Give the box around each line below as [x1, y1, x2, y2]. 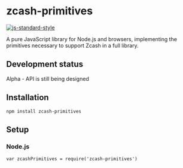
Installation [6, 93, 49, 103]
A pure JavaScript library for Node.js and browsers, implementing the [6, 35, 178, 42]
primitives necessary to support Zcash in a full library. [6, 42, 139, 49]
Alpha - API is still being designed [6, 75, 90, 82]
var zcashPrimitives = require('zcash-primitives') [6, 156, 138, 162]
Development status [6, 59, 84, 69]
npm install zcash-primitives [6, 108, 82, 114]
